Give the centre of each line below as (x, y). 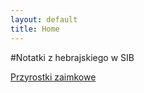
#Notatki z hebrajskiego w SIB (72, 57)
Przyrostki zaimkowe (53, 77)
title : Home (35, 29)
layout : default (44, 19)
